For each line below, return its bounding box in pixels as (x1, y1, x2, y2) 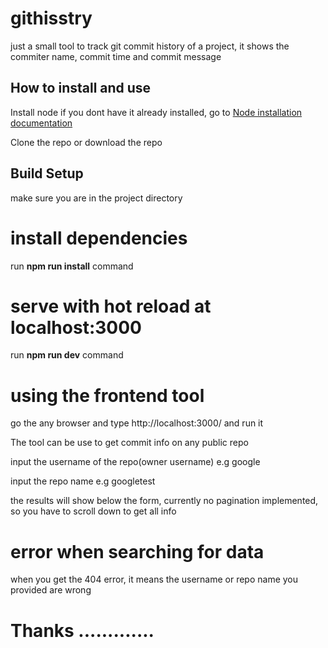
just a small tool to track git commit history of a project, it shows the (10, 40, 290, 52)
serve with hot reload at (10, 295, 212, 317)
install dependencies (10, 227, 188, 249)
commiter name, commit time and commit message (10, 50, 222, 62)
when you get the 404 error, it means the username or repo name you (10, 573, 299, 586)
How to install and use (10, 80, 152, 97)
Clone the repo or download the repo (10, 136, 163, 148)
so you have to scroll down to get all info (10, 505, 177, 517)
